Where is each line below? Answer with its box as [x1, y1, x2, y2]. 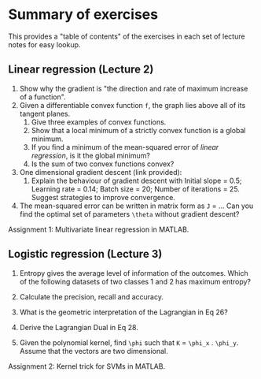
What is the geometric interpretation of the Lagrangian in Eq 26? [19, 307, 228, 317]
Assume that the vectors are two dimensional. [19, 346, 168, 355]
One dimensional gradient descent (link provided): [19, 167, 182, 176]
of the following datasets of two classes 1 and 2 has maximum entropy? [19, 277, 252, 286]
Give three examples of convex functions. [31, 117, 167, 127]
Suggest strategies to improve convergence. [31, 192, 175, 202]
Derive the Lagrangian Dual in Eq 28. [19, 322, 139, 332]
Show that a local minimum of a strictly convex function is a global [31, 125, 246, 135]
